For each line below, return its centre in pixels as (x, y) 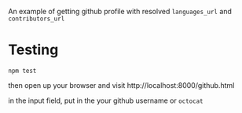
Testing (33, 50)
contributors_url (37, 19)
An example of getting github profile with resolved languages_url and (120, 11)
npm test (22, 71)
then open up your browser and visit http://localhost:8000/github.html (121, 85)
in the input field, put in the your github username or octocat (106, 100)
